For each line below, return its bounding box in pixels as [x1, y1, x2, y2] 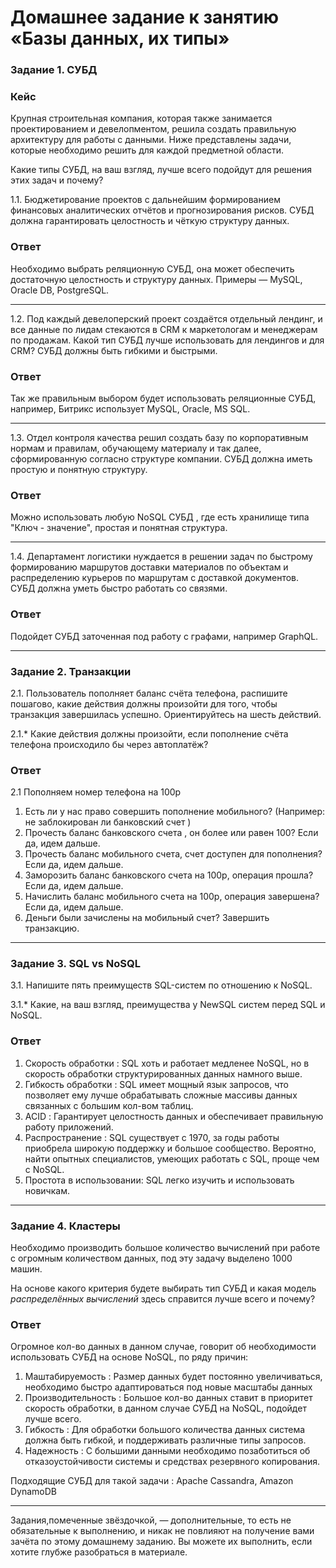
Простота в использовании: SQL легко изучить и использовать [24, 1174, 295, 1186]
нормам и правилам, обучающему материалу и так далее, [10, 442, 262, 454]
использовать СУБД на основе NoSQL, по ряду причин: [10, 1351, 249, 1363]
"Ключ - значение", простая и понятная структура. [10, 522, 228, 534]
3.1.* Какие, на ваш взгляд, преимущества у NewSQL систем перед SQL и [10, 999, 326, 1011]
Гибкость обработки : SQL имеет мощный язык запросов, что [24, 1078, 289, 1090]
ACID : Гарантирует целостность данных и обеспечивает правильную [24, 1110, 324, 1122]
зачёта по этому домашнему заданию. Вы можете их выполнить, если [10, 1536, 313, 1548]
